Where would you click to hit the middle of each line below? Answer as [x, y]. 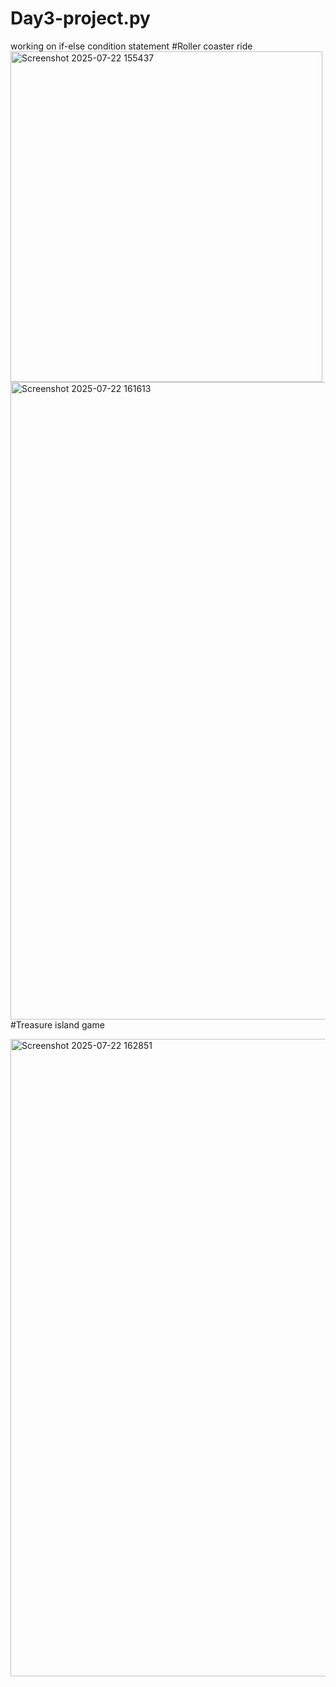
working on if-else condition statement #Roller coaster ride [131, 46]
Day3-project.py [80, 18]
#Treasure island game [57, 1024]
